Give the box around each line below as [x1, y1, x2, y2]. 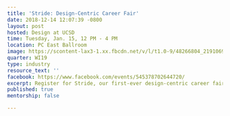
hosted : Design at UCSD [7, 29, 75, 36]
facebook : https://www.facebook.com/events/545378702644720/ [7, 73, 186, 81]
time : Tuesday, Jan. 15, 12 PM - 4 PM [7, 35, 118, 42]
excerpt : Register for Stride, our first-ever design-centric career [7, 80, 210, 87]
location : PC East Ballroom [7, 42, 88, 48]
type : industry [7, 61, 51, 68]
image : [7, 48, 26, 55]
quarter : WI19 [7, 55, 48, 61]
